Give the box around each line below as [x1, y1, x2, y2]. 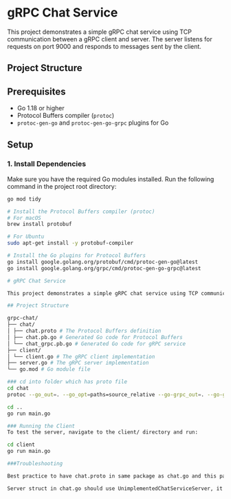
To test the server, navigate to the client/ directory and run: [7, 429, 198, 436]
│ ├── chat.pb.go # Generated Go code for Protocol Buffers [7, 334, 184, 340]
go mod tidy [7, 195, 41, 203]
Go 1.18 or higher [16, 104, 65, 112]
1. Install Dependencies [7, 159, 87, 169]
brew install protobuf [7, 221, 72, 228]
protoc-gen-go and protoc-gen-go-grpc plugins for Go [16, 119, 169, 127]
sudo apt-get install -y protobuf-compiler [7, 240, 134, 247]
